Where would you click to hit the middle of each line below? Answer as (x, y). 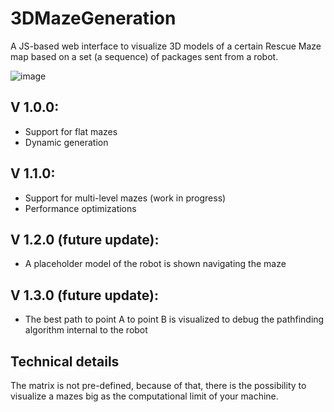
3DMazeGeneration (93, 18)
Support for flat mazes (71, 131)
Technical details (65, 361)
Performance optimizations (80, 208)
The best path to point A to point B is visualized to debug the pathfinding (174, 319)
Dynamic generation (66, 142)
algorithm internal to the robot (86, 330)
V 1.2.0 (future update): (85, 239)
